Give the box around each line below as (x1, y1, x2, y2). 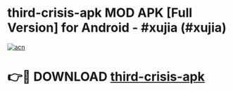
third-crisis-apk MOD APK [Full (7, 5, 193, 21)
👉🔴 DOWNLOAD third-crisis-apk (7, 69, 206, 85)
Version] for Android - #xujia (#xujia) (7, 20, 227, 36)
